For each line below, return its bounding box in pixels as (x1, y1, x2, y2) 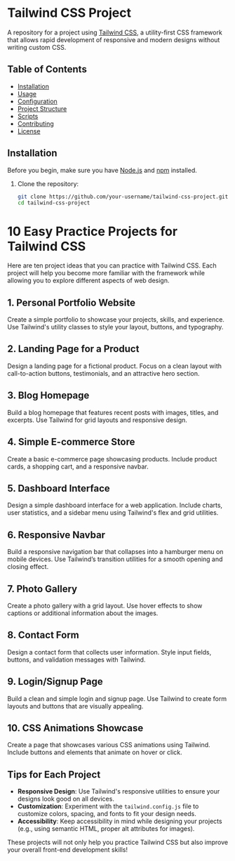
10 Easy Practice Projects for (7, 223, 177, 239)
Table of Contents (7, 63, 88, 75)
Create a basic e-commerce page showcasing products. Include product (7, 454, 217, 463)
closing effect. (7, 563, 49, 571)
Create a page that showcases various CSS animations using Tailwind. (7, 741, 210, 749)
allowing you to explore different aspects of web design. (7, 276, 170, 285)
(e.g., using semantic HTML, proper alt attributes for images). (17, 824, 195, 833)
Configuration (17, 97, 58, 105)
